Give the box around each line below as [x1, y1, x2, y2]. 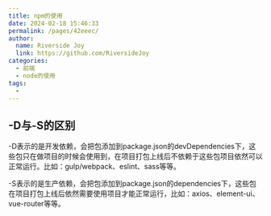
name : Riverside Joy [15, 42, 85, 50]
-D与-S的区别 [8, 118, 76, 132]
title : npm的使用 [8, 11, 63, 20]
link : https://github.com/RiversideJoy [15, 49, 150, 57]
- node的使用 [15, 72, 56, 80]
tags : [8, 79, 27, 87]
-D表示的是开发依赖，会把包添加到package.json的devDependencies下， [8, 142, 249, 152]
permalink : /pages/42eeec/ [8, 27, 99, 35]
